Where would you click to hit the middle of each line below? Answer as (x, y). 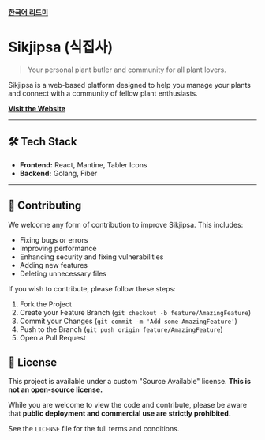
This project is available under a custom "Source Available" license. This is (129, 382)
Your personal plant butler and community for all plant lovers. (127, 70)
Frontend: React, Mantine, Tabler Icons (83, 164)
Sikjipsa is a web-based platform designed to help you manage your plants (129, 85)
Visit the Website (37, 108)
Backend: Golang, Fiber (58, 173)
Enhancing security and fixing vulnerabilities (91, 257)
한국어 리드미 (28, 12)
